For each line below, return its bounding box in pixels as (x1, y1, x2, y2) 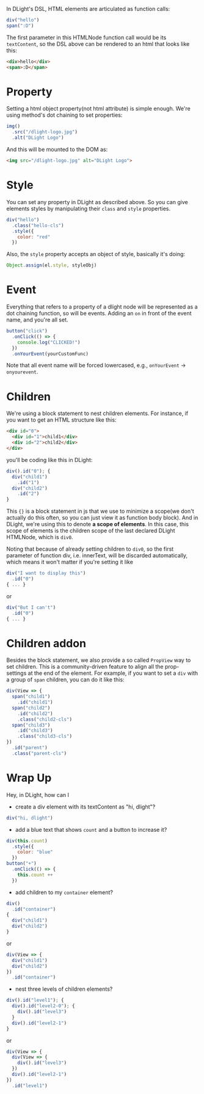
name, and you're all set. (6, 316, 68, 323)
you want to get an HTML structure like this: (6, 416, 117, 424)
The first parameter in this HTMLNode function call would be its (6, 34, 167, 41)
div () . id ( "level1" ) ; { (6, 997, 64, 1004)
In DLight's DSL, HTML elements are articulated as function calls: (6, 6, 170, 12)
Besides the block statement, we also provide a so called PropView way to (6, 656, 191, 664)
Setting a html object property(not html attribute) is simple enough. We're (6, 105, 191, 112)
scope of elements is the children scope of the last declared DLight (6, 527, 175, 534)
